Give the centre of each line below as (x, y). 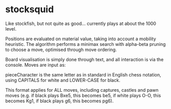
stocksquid (30, 9)
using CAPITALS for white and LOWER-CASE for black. (63, 80)
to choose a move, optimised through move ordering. (61, 49)
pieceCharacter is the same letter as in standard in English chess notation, (83, 74)
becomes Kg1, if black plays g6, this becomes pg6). (59, 101)
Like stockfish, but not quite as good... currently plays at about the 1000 (81, 23)
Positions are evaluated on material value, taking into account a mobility (81, 39)
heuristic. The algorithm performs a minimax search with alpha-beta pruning (86, 44)
